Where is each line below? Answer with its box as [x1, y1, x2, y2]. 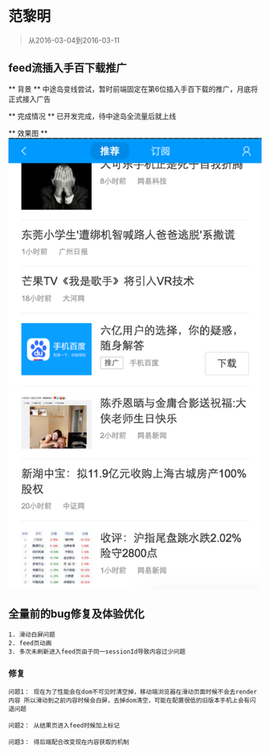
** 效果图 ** [8, 128, 48, 137]
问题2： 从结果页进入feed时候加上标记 [8, 721, 121, 730]
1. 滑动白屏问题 [8, 630, 55, 639]
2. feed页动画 [8, 639, 52, 647]
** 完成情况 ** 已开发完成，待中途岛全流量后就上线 [8, 111, 177, 121]
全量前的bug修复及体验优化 [8, 608, 145, 621]
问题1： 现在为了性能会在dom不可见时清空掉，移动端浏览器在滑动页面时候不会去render [8, 688, 257, 696]
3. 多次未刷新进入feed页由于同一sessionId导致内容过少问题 [8, 648, 186, 656]
